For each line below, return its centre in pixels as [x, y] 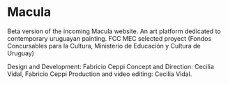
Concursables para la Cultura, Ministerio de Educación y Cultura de [104, 46]
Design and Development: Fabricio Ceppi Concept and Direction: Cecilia [111, 66]
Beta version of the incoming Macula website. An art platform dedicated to [114, 31]
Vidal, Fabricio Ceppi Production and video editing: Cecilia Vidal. [100, 74]
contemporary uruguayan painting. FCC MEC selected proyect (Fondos [109, 38]
